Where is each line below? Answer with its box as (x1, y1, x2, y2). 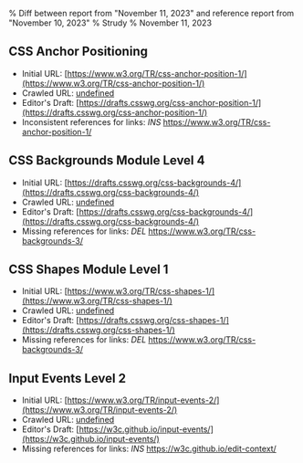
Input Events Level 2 (8, 370, 127, 386)
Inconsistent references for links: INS (21, 116, 162, 127)
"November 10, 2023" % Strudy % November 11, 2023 (8, 17, 212, 28)
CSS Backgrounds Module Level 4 (8, 153, 205, 168)
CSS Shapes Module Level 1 (8, 262, 169, 278)
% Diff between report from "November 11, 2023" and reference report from (8, 8, 295, 18)
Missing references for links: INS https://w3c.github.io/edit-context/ (21, 443, 277, 455)
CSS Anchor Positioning (8, 44, 148, 59)
